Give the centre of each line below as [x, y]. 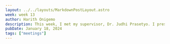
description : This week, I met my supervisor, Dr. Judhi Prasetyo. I [80, 24]
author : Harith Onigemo [30, 19]
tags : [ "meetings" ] [26, 33]
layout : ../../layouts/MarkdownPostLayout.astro [57, 10]
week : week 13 [20, 15]
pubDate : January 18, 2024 [34, 29]
